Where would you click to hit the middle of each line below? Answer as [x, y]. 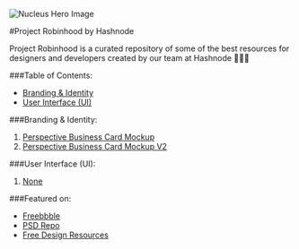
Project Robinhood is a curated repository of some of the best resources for [149, 48]
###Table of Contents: [51, 75]
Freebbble [41, 216]
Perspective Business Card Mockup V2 [95, 146]
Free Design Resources [66, 235]
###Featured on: [40, 198]
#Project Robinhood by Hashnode [72, 31]
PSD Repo [41, 225]
